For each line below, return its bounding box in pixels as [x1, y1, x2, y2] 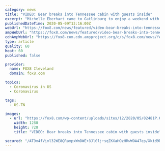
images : [5, 111, 21, 116]
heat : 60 [5, 48, 23, 53]
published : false [5, 53, 41, 58]
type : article [5, 39, 34, 44]
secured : [5, 138, 23, 143]
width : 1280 [14, 121, 38, 125]
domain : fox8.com [9, 71, 45, 76]
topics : [5, 80, 21, 85]
